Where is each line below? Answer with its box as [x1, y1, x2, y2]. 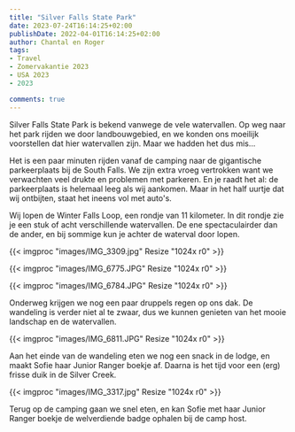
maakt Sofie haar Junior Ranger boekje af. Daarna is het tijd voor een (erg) [9, 359, 281, 370]
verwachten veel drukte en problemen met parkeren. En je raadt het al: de [9, 174, 279, 184]
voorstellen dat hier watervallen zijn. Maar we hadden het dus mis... [9, 138, 256, 149]
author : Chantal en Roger [9, 37, 105, 47]
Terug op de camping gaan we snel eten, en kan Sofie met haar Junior [9, 404, 266, 414]
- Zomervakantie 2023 [9, 63, 89, 72]
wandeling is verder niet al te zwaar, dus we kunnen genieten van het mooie [9, 306, 286, 317]
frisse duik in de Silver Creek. [9, 369, 117, 380]
